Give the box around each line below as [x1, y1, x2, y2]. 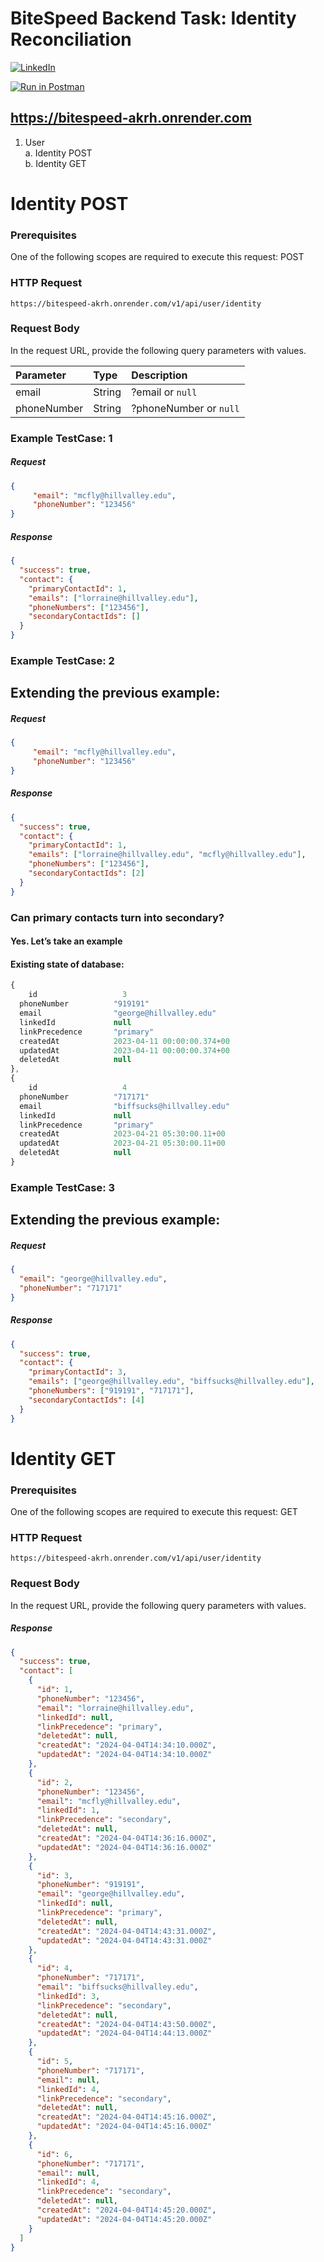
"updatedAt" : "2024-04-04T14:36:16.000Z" [36, 1842, 213, 1852]
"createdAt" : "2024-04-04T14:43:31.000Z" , [36, 1926, 217, 1936]
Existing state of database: [10, 958, 125, 970]
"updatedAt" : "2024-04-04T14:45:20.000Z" [36, 2214, 213, 2224]
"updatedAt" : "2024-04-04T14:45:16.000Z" [36, 2122, 213, 2132]
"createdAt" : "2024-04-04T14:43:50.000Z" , [36, 2019, 217, 2029]
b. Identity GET [24, 157, 87, 169]
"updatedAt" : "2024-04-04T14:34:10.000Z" [36, 1750, 213, 1760]
